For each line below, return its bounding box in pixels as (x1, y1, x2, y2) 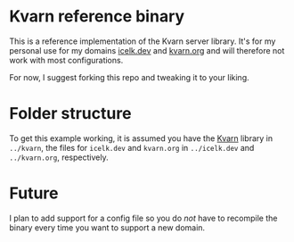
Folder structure (9, 104, 132, 124)
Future (9, 183, 60, 204)
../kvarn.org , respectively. (9, 152, 109, 163)
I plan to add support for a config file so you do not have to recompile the (9, 213, 278, 223)
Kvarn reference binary (9, 6, 185, 27)
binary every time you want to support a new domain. (9, 221, 206, 233)
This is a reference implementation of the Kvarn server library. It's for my (9, 36, 276, 46)
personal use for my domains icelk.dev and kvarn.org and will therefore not (9, 45, 285, 55)
